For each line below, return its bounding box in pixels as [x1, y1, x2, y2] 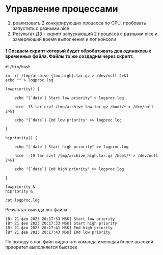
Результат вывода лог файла [5, 207, 68, 213]
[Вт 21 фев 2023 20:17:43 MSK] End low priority [5, 230, 111, 235]
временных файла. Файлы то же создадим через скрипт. [5, 53, 134, 59]
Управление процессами [5, 3, 118, 15]
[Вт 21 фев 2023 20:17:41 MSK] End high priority [5, 226, 113, 231]
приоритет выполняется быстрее [5, 244, 78, 250]
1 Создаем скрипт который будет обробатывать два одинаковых [5, 48, 151, 54]
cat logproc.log [5, 198, 40, 203]
